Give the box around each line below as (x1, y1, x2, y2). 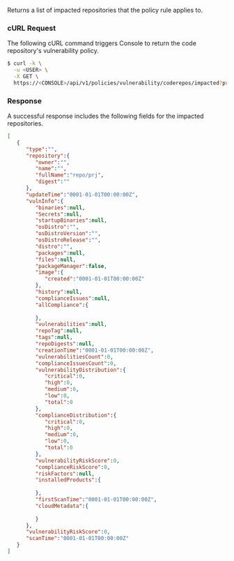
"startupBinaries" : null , (35, 217, 108, 224)
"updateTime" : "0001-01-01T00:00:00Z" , (25, 191, 139, 198)
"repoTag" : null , (35, 327, 82, 334)
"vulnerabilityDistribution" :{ (35, 366, 127, 373)
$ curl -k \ (7, 60, 42, 67)
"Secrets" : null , (35, 211, 82, 218)
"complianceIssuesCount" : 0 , (35, 359, 117, 367)
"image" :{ (35, 269, 64, 276)
